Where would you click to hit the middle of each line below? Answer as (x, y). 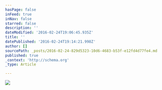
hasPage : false (21, 10)
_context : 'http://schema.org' (37, 60)
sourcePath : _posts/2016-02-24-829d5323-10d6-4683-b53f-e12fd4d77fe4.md (81, 51)
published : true (22, 55)
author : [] (16, 46)
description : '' (22, 28)
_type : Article (21, 64)
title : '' (15, 37)
